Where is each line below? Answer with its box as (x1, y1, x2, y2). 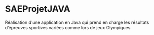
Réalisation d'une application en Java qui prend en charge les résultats (5, 19, 149, 25)
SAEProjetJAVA (5, 3, 71, 15)
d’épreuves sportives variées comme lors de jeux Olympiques (5, 24, 131, 30)
